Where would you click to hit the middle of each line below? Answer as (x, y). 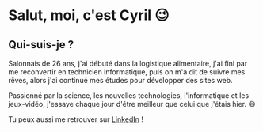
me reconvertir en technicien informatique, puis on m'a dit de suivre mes (127, 72)
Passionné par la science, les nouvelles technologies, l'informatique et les (129, 96)
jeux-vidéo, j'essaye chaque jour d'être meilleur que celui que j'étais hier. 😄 (132, 104)
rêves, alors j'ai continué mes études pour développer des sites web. (120, 80)
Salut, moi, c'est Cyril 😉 (89, 15)
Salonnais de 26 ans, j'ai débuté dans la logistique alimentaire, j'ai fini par (128, 63)
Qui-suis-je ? (41, 45)
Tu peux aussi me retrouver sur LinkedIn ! (76, 119)
